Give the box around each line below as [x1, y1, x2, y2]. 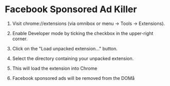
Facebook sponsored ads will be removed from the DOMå [12, 75, 135, 81]
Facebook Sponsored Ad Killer [5, 4, 137, 15]
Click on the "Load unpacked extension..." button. [12, 45, 118, 51]
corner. [12, 36, 28, 42]
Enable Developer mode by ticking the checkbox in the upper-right [12, 30, 154, 36]
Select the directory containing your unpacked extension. [12, 55, 134, 62]
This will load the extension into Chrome [12, 65, 98, 71]
